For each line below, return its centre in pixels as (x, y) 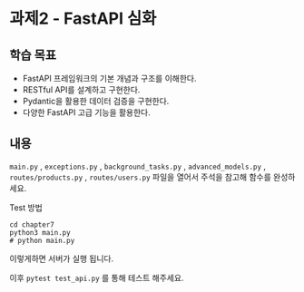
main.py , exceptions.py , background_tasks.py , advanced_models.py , (137, 166)
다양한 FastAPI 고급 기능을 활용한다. (87, 112)
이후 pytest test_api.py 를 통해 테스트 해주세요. (97, 277)
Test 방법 (26, 207)
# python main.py (42, 240)
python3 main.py (40, 232)
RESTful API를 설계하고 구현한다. (81, 90)
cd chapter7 (32, 224)
